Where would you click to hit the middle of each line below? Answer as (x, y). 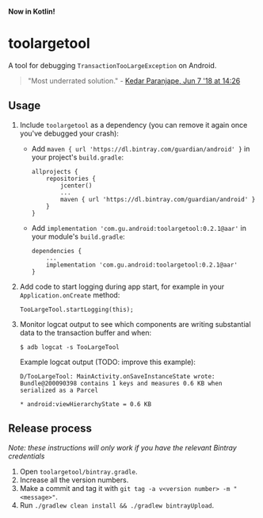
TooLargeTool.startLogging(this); (76, 309)
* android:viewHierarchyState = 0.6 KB (86, 404)
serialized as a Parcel (59, 390)
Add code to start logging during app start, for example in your (122, 286)
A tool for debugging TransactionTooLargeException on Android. (112, 65)
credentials (27, 456)
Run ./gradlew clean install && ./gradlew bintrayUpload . (117, 505)
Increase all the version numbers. (74, 480)
